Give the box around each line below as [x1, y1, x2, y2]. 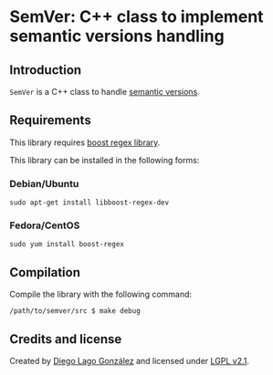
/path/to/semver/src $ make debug [9, 307, 142, 316]
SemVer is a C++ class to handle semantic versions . [9, 87, 201, 97]
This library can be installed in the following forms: [9, 154, 200, 165]
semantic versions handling [9, 26, 226, 47]
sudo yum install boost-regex [9, 240, 125, 249]
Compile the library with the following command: [9, 289, 193, 300]
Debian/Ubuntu [9, 177, 79, 190]
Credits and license [9, 331, 122, 347]
